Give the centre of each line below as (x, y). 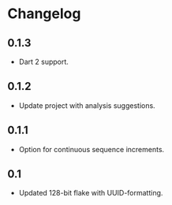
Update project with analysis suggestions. (87, 105)
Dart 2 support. (43, 61)
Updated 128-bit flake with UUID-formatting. (91, 193)
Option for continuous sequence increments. (92, 149)
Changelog (44, 14)
